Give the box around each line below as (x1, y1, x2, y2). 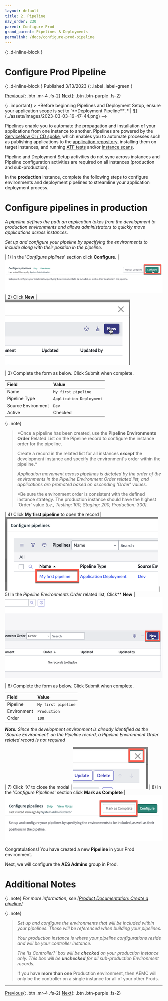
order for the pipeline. (17, 441, 62, 447)
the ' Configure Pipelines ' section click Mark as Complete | (5, 789, 126, 795)
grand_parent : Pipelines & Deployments (5, 29, 88, 35)
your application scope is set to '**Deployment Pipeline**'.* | (5, 108, 132, 114)
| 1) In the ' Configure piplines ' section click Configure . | (5, 254, 119, 260)
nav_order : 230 (5, 19, 37, 24)
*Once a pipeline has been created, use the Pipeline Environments (17, 430, 156, 436)
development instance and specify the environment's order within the (17, 456, 161, 462)
